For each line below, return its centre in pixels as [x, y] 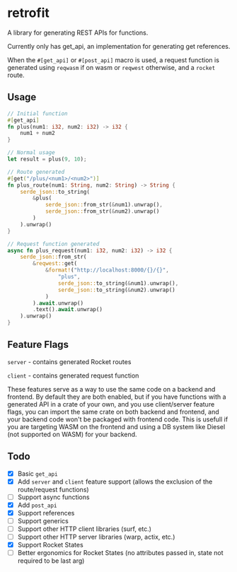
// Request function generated [53, 244]
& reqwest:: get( [55, 264]
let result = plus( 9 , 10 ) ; [47, 159]
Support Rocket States [50, 545]
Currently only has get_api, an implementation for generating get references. [119, 46]
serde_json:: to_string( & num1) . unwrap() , [118, 283]
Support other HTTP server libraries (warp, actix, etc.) [96, 537]
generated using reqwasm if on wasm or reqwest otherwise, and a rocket [111, 67]
